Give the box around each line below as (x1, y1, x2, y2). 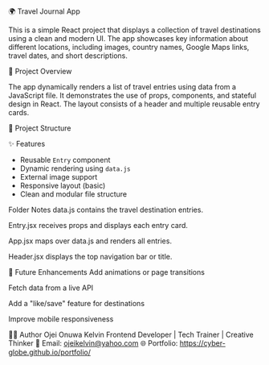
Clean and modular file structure (19, 189, 128, 199)
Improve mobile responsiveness (8, 314, 114, 324)
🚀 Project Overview (8, 67, 72, 76)
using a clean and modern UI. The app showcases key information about (8, 34, 249, 43)
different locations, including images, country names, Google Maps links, (8, 43, 250, 52)
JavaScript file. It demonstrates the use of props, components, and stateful (8, 91, 257, 100)
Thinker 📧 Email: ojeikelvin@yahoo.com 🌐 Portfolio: (8, 338, 178, 348)
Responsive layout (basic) (19, 180, 106, 190)
